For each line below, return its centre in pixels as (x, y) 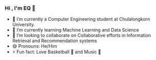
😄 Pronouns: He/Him (35, 46)
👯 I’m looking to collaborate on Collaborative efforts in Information (82, 36)
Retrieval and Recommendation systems (54, 41)
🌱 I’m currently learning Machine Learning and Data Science (75, 30)
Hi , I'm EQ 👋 (20, 8)
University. (24, 24)
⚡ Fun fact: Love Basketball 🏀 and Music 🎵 (57, 52)
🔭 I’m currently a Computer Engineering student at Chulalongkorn (81, 19)
